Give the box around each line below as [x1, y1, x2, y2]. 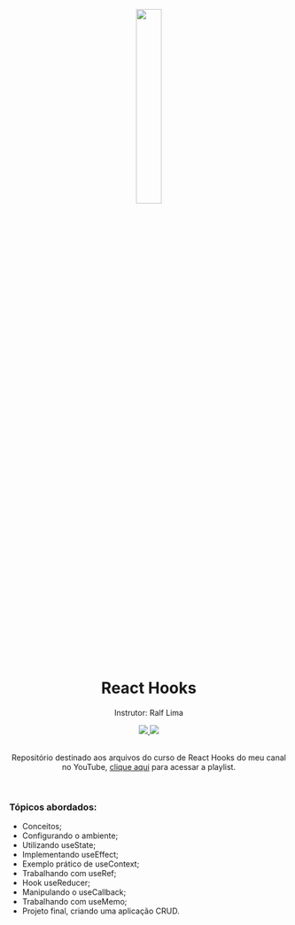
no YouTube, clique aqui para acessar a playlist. [61, 761, 237, 772]
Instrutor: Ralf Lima [113, 707, 184, 718]
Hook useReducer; [21, 877, 90, 889]
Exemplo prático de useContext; [21, 859, 140, 869]
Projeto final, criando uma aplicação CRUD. [21, 906, 180, 916]
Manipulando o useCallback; [21, 887, 127, 898]
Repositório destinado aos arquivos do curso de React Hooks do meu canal [12, 752, 286, 763]
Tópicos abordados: [9, 801, 97, 813]
